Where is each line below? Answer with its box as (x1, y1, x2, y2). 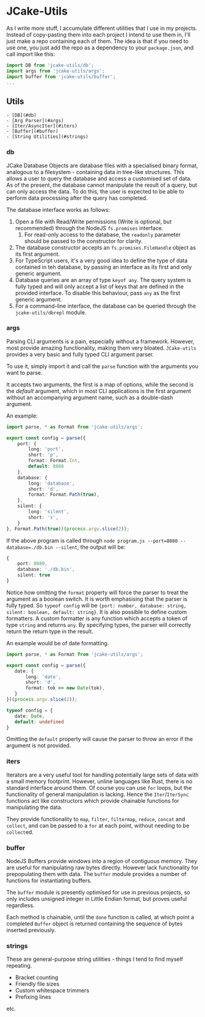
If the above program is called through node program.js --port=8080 (6, 537, 178, 544)
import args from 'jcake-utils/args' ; (6, 68, 105, 74)
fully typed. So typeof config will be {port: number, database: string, (6, 601, 187, 609)
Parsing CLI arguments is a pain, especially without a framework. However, (6, 338, 195, 345)
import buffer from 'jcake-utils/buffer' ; (6, 73, 116, 80)
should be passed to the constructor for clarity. (24, 237, 143, 245)
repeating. (6, 962, 32, 969)
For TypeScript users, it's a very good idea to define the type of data (15, 256, 188, 264)
